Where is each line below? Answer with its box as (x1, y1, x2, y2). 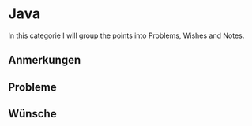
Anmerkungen (8, 54, 81, 67)
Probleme (8, 80, 57, 94)
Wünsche (8, 107, 57, 120)
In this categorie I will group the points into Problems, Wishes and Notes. (8, 31, 245, 40)
